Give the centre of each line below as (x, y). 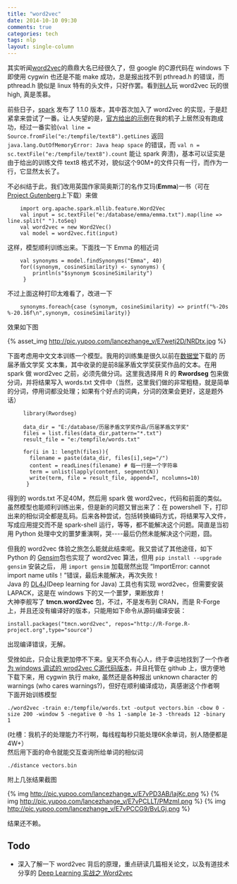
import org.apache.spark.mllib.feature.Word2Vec (93, 209)
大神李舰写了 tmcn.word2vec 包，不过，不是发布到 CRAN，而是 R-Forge (114, 602)
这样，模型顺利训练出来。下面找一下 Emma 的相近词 (83, 247)
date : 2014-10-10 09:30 (42, 21)
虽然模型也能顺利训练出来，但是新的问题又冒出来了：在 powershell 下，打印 (117, 507)
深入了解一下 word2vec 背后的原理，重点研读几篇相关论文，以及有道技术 (123, 863)
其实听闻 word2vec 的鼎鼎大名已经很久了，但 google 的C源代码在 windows (115, 68)
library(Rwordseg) (50, 413)
